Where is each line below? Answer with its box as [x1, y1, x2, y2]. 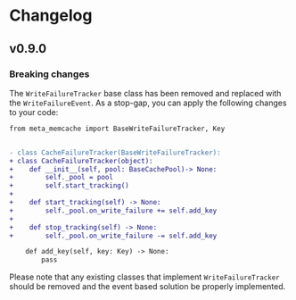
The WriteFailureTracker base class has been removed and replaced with [9, 87, 282, 98]
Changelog [9, 5, 93, 26]
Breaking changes [9, 68, 90, 80]
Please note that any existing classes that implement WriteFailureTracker [9, 271, 280, 282]
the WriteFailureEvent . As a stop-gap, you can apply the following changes [9, 97, 287, 108]
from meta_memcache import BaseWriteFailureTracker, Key [9, 124, 226, 133]
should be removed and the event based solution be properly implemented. [9, 281, 286, 292]
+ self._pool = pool [9, 173, 114, 182]
